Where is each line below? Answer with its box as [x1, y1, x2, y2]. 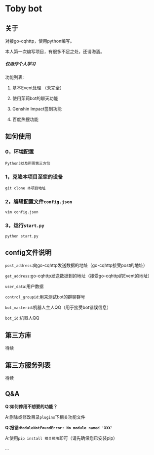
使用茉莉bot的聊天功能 [12, 95, 58, 101]
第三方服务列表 [5, 361, 51, 369]
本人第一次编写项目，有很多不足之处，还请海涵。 [5, 49, 105, 55]
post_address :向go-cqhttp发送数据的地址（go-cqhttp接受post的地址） [5, 262, 148, 268]
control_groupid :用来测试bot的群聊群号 [5, 294, 85, 300]
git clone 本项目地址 [5, 185, 46, 191]
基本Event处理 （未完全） [12, 85, 64, 91]
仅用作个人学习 [5, 60, 36, 67]
